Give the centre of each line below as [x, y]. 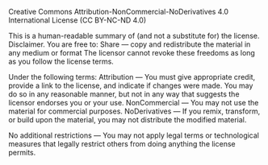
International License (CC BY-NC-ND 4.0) [77, 20]
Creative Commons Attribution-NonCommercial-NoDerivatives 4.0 [118, 12]
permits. [22, 153]
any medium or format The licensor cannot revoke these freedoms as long [132, 53]
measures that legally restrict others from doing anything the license [122, 144]
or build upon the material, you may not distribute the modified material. [128, 120]
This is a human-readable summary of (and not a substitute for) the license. [134, 36]
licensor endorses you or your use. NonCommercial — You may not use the [134, 103]
